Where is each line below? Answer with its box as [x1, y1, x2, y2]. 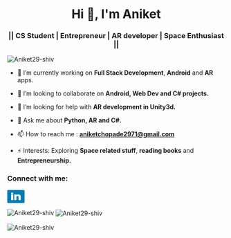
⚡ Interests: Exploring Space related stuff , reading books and [17, 147, 194, 155]
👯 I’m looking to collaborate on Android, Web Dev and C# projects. [17, 89, 210, 98]
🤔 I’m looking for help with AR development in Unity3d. [17, 103, 176, 111]
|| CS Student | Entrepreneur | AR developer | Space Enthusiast [8, 31, 225, 41]
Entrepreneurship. [17, 156, 71, 165]
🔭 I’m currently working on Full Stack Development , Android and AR [17, 68, 214, 77]
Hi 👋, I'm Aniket [71, 6, 161, 22]
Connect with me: [7, 174, 68, 183]
